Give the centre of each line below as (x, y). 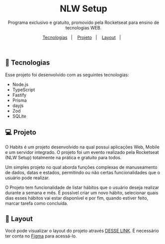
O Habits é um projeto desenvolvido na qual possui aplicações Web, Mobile (82, 147)
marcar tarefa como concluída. (37, 203)
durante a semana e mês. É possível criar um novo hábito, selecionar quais (82, 193)
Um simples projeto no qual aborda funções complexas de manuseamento (81, 167)
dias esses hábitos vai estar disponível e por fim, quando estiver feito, (77, 198)
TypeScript (24, 90)
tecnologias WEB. (83, 27)
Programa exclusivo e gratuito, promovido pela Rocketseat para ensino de (83, 22)
